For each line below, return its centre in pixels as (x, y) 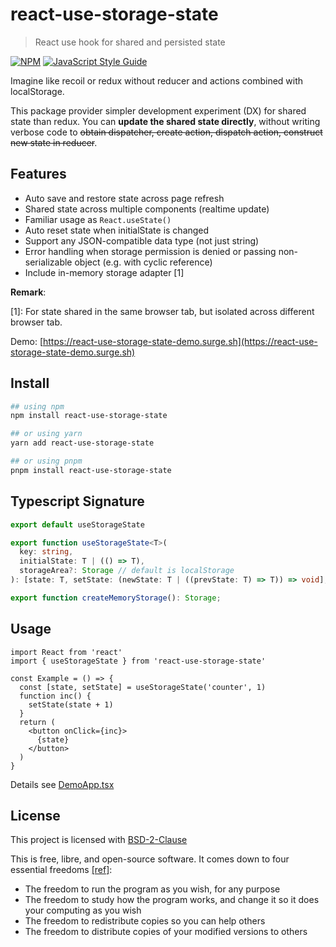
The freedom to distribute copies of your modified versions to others (166, 932)
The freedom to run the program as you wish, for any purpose (152, 889)
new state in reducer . (54, 142)
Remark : (28, 292)
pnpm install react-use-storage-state (91, 470)
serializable (48, 262)
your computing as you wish (83, 910)
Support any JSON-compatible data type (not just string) (142, 240)
